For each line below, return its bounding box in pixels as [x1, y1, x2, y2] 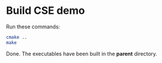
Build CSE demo [6, 4, 85, 17]
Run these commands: [6, 23, 60, 30]
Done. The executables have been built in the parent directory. [6, 50, 157, 57]
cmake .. [6, 34, 27, 40]
